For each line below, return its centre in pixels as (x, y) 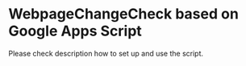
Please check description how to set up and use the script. (106, 53)
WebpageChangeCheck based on (124, 14)
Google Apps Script (75, 31)
